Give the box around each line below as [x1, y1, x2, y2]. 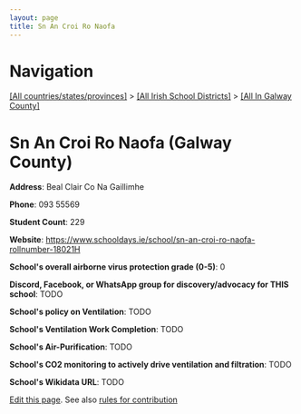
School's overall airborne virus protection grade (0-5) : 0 [9, 261, 226, 272]
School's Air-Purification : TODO [9, 341, 133, 352]
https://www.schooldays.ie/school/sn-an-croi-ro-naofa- [44, 234, 256, 245]
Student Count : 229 [9, 217, 85, 228]
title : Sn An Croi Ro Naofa [9, 22, 116, 31]
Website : [9, 234, 44, 245]
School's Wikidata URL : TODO [9, 377, 125, 388]
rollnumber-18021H [9, 244, 81, 255]
